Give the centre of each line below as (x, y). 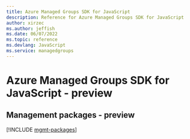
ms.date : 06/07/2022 (32, 34)
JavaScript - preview (60, 93)
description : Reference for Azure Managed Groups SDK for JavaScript (95, 17)
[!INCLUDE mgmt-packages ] (41, 129)
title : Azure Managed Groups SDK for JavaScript (68, 12)
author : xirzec (25, 23)
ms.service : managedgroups (40, 51)
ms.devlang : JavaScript (36, 46)
